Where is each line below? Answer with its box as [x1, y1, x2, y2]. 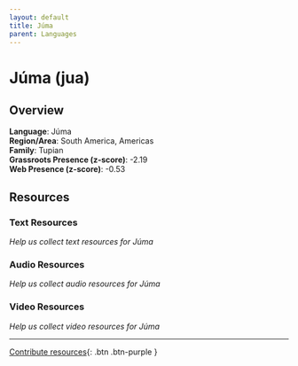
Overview [9, 103, 65, 118]
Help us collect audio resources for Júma [9, 278, 161, 289]
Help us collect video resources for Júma [9, 321, 161, 331]
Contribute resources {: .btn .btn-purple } [9, 347, 158, 357]
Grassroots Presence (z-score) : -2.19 [9, 154, 148, 165]
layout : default [9, 12, 69, 22]
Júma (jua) [9, 67, 90, 88]
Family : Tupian [9, 145, 64, 156]
